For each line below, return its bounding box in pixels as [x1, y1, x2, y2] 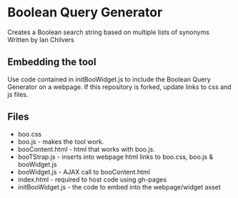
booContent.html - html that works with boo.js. [17, 145, 156, 153]
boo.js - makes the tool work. [17, 137, 104, 146]
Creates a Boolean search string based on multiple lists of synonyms [7, 28, 209, 36]
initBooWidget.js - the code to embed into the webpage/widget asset [17, 182, 222, 191]
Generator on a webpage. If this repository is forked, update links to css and [7, 83, 232, 91]
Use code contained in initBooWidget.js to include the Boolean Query [7, 75, 211, 83]
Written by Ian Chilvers [7, 35, 75, 43]
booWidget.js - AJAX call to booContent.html [17, 167, 150, 176]
